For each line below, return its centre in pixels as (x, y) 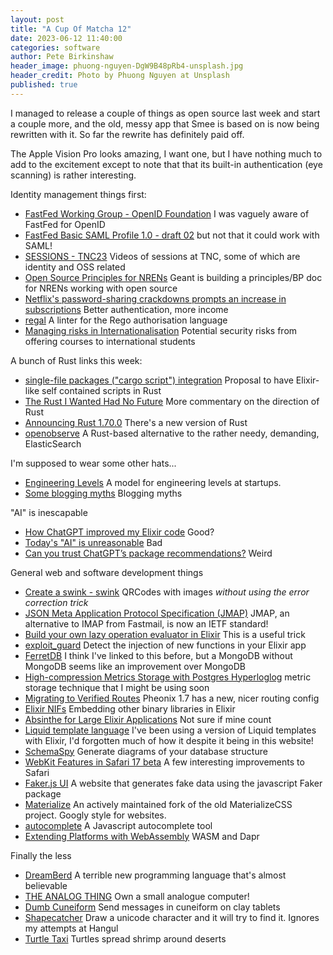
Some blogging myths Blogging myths (103, 493)
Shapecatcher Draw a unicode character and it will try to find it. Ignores (172, 917)
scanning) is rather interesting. (73, 175)
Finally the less (41, 855)
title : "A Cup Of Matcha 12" (71, 29)
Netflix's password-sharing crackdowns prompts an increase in (155, 298)
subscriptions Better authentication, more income (126, 309)
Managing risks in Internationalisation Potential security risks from (161, 330)
